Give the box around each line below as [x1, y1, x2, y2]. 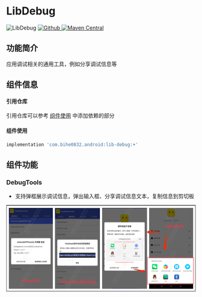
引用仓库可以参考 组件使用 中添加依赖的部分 [6, 112, 115, 119]
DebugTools [6, 178, 42, 186]
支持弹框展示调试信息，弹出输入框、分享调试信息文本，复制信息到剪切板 [14, 193, 194, 200]
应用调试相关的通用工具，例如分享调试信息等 [6, 60, 117, 67]
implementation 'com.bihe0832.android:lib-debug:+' [6, 142, 138, 148]
